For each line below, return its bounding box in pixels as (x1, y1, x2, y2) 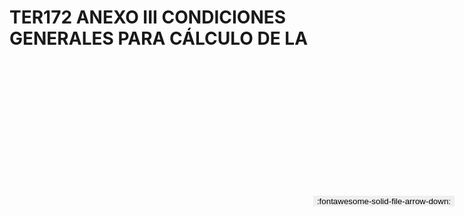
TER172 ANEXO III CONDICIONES (9, 6, 287, 29)
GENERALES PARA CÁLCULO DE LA (9, 27, 309, 50)
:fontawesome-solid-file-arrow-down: (316, 196, 451, 206)
